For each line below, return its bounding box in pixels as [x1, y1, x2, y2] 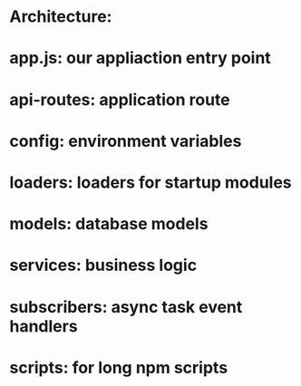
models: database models [9, 214, 209, 235]
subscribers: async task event [9, 296, 243, 317]
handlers [9, 315, 79, 336]
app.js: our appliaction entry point [9, 48, 272, 69]
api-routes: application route [9, 89, 231, 110]
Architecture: [9, 6, 112, 27]
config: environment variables [9, 130, 242, 151]
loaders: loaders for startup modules [9, 172, 292, 192]
